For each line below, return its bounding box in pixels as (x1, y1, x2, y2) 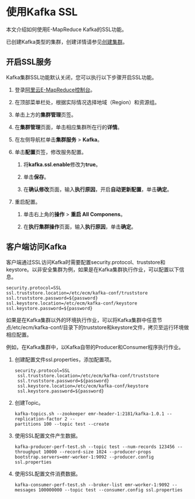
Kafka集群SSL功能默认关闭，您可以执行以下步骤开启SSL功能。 (6, 74, 157, 81)
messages (14, 487, 36, 493)
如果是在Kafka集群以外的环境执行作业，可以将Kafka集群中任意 (6, 316, 157, 323)
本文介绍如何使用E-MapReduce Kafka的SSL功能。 (6, 26, 127, 33)
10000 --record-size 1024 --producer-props (43, 449, 152, 454)
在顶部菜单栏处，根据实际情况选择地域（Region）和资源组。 (14, 98, 160, 105)
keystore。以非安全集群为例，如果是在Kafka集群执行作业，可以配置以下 (6, 266, 180, 273)
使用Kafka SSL (6, 5, 78, 19)
